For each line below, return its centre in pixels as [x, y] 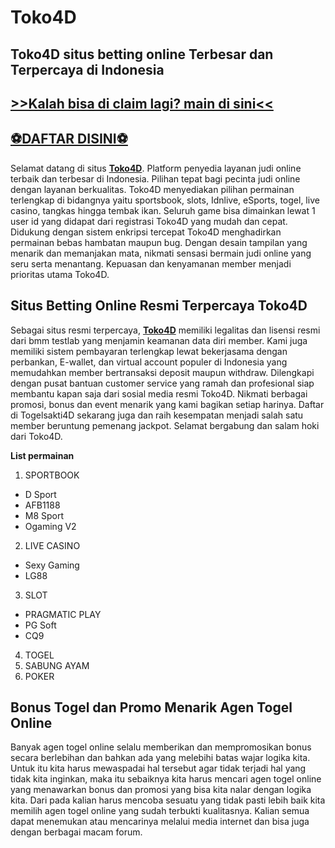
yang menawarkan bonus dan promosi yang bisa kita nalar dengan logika [161, 790]
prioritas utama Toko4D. [60, 274]
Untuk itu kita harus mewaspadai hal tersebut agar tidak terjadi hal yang [158, 768]
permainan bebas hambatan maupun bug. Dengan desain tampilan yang [159, 242]
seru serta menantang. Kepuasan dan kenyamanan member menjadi [151, 263]
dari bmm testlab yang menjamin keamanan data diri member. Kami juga [159, 340]
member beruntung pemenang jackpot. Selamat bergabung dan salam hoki [165, 425]
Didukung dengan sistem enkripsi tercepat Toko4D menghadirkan [146, 232]
